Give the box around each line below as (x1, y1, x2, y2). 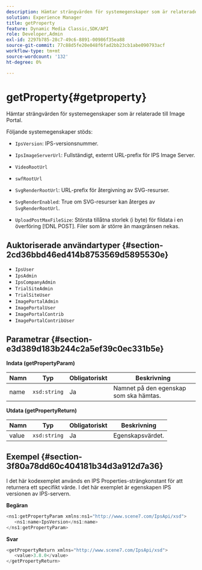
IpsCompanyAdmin (14, 279, 56, 286)
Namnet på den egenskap (113, 384, 186, 392)
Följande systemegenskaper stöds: (6, 128, 93, 135)
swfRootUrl (14, 176, 43, 182)
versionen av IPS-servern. (6, 490, 71, 497)
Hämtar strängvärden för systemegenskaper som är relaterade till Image (6, 110, 185, 117)
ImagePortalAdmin (14, 299, 59, 305)
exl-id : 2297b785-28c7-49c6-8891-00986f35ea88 (6, 37, 125, 43)
